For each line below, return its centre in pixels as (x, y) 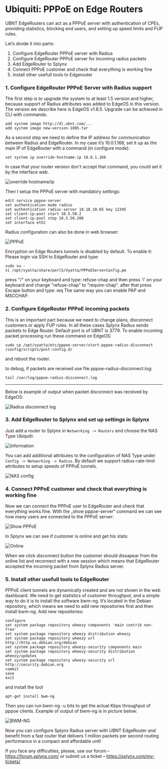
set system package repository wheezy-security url (60, 661)
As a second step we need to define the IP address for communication (78, 138)
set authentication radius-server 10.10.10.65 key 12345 (66, 209)
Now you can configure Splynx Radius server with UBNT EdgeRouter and (80, 731)
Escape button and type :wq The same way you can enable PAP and (75, 290)
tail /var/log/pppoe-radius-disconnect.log (51, 378)
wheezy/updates (21, 656)
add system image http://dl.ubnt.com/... (49, 124)
